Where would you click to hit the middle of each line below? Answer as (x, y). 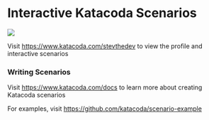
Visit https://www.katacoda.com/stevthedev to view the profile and (105, 46)
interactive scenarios (38, 53)
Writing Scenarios (39, 72)
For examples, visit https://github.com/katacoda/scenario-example (104, 109)
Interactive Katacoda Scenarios (102, 13)
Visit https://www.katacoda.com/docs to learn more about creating (105, 87)
